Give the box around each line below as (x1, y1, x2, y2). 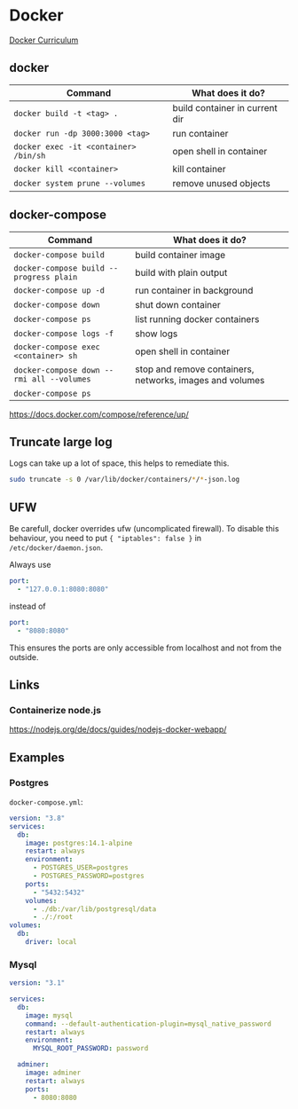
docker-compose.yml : (9, 796, 83, 807)
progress (13, 271, 51, 282)
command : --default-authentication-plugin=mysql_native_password (25, 1019, 272, 1028)
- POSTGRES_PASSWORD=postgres (32, 871, 145, 881)
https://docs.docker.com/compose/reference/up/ (9, 409, 189, 420)
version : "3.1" (9, 979, 66, 987)
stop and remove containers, (135, 363, 255, 375)
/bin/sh (13, 150, 46, 161)
